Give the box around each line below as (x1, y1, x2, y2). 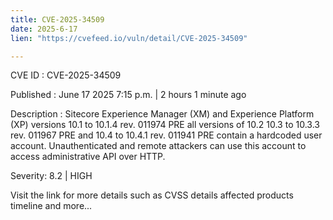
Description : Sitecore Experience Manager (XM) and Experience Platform (10, 108, 315, 120)
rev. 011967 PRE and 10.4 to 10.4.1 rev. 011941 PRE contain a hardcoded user (10, 129, 323, 141)
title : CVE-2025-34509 (10, 14, 105, 25)
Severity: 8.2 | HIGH (10, 170, 93, 182)
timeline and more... (10, 200, 93, 212)
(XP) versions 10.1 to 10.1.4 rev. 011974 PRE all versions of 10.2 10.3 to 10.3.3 (10, 119, 320, 131)
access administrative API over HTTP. (10, 151, 166, 163)
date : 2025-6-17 (10, 24, 78, 34)
